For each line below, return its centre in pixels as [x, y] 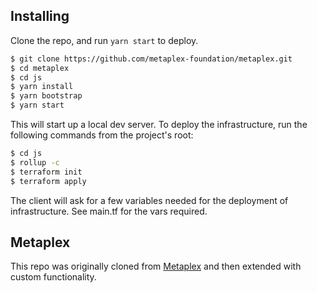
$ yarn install [42, 87]
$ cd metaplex [40, 68]
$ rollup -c [35, 162]
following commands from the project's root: [102, 135]
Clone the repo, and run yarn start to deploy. [104, 40]
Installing [40, 16]
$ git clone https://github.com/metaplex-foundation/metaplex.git [151, 59]
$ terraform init [46, 172]
